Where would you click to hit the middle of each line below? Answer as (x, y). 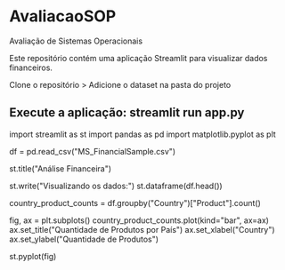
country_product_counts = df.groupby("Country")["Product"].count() (135, 202)
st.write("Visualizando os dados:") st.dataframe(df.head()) (116, 186)
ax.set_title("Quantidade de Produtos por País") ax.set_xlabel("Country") (142, 229)
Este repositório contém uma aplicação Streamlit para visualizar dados (138, 58)
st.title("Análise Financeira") (61, 168)
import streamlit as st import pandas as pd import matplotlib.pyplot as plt (142, 134)
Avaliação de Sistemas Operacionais (76, 41)
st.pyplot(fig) (33, 256)
